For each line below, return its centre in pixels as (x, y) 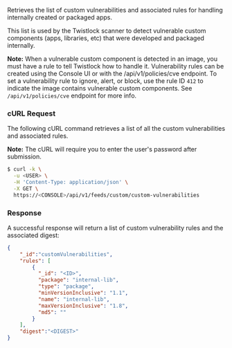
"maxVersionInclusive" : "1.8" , (83, 306)
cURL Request (32, 113)
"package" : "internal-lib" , (78, 280)
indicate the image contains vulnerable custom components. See (100, 88)
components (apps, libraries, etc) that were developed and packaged (106, 38)
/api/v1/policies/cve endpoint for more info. (72, 95)
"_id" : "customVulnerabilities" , (66, 254)
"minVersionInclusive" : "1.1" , (83, 293)
